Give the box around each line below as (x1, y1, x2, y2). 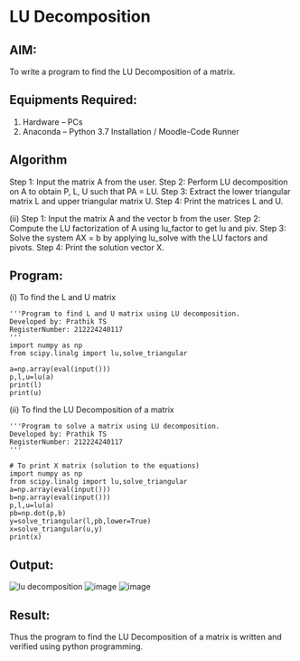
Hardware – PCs (22, 116, 83, 127)
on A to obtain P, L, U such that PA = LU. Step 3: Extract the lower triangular (9, 185, 291, 196)
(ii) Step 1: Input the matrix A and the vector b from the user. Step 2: (9, 212, 261, 223)
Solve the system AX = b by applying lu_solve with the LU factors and (9, 232, 268, 243)
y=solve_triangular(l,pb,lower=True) (9, 517, 152, 526)
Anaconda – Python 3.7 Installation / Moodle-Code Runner (22, 126, 239, 137)
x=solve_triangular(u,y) (9, 524, 103, 534)
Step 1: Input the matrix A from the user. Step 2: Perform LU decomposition (9, 176, 288, 187)
